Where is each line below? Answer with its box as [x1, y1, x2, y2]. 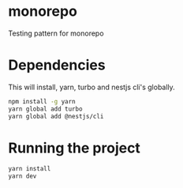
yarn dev [8, 172, 37, 180]
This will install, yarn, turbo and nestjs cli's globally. [8, 82, 175, 92]
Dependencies [8, 56, 106, 74]
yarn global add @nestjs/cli [8, 112, 104, 120]
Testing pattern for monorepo [8, 28, 104, 38]
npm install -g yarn [8, 97, 77, 105]
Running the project [8, 139, 140, 156]
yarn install [8, 165, 51, 173]
